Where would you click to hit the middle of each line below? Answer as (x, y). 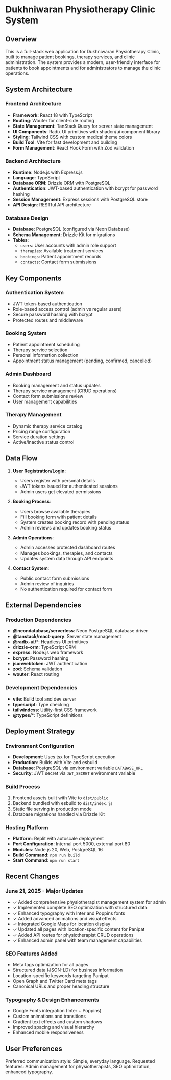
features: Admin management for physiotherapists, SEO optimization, (78, 1067)
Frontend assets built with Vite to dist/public (60, 798)
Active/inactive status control (43, 442)
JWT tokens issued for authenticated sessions (69, 486)
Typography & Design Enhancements (52, 1000)
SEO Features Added (31, 954)
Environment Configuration (40, 746)
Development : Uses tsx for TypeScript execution (64, 757)
